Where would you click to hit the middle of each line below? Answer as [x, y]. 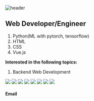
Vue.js [19, 52]
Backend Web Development [41, 72]
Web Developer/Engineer [46, 24]
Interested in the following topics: [41, 62]
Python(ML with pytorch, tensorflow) [51, 36]
